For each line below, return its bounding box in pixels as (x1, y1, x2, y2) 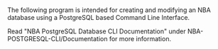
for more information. (109, 34, 172, 43)
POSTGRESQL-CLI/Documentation (7, 34, 108, 43)
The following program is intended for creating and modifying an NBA (7, 6, 211, 14)
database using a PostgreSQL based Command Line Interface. (7, 13, 190, 21)
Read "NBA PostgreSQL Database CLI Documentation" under (7, 27, 186, 36)
